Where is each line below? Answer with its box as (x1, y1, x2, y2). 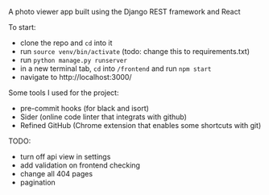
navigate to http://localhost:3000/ (19, 73, 132, 81)
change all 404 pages (19, 169, 93, 178)
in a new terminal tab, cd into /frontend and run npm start (19, 64, 212, 73)
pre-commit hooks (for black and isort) (19, 104, 149, 113)
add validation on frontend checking (19, 160, 141, 170)
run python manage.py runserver (19, 56, 127, 64)
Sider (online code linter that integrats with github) (19, 112, 188, 122)
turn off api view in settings (19, 152, 111, 161)
